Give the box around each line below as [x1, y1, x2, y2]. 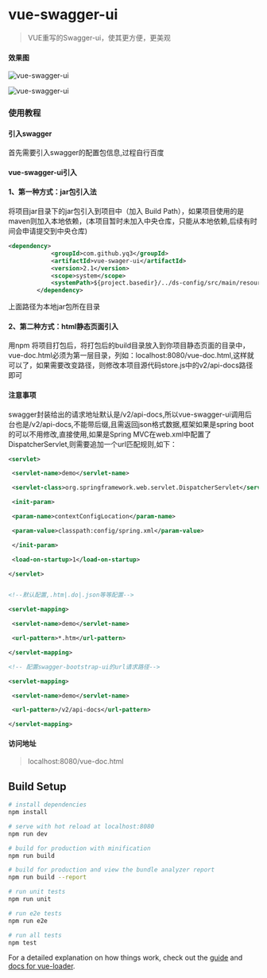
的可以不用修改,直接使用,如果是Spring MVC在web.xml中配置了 [8, 429, 212, 439]
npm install [8, 809, 48, 817]
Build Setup [8, 779, 67, 793]
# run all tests [8, 931, 62, 939]
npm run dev [8, 829, 48, 838]
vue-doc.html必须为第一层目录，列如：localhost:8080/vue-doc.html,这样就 [8, 351, 254, 360]
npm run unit [8, 895, 52, 903]
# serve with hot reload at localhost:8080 [8, 822, 155, 830]
